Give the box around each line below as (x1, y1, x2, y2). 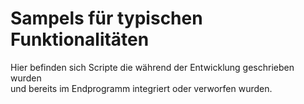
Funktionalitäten (10, 28, 150, 51)
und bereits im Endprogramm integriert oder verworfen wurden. (10, 82, 273, 94)
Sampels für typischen (10, 7, 203, 30)
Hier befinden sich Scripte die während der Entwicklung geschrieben (10, 61, 295, 73)
